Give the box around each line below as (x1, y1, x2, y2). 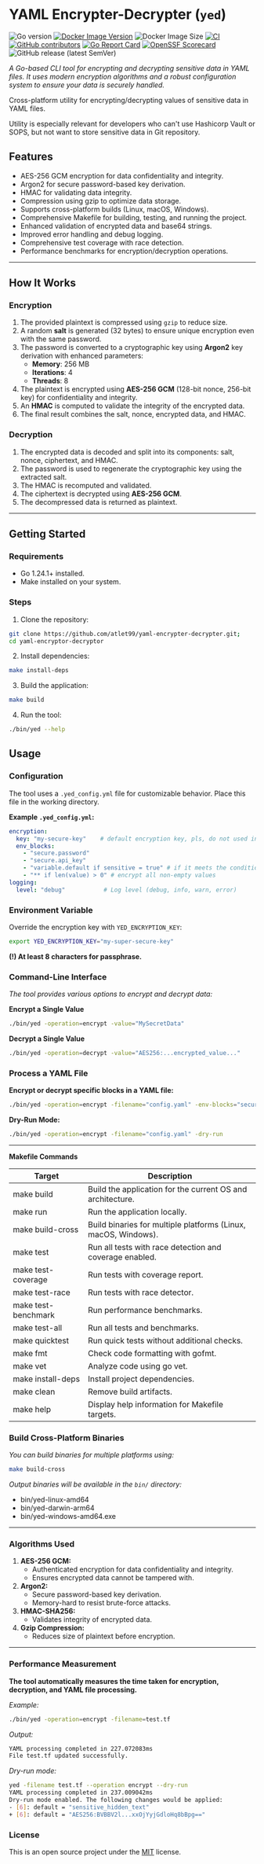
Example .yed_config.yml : (9, 812, 95, 822)
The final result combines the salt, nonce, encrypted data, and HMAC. (20, 410, 246, 419)
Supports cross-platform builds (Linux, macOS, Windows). (20, 204, 209, 214)
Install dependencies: (20, 651, 90, 661)
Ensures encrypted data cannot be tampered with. (31, 1573, 194, 1583)
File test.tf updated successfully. (9, 1752, 128, 1760)
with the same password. (20, 334, 102, 344)
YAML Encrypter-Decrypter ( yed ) (9, 6, 226, 24)
